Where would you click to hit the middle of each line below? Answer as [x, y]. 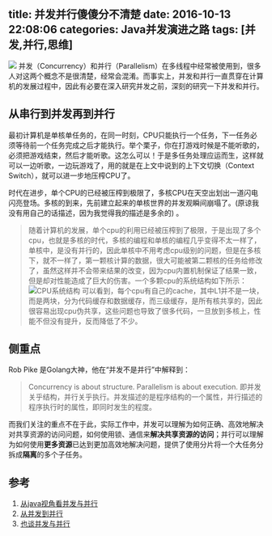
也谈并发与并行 [45, 524]
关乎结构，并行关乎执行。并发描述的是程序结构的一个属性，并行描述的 [145, 397]
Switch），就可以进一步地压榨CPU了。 [72, 175]
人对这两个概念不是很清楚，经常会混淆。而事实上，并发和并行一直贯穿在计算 [136, 76]
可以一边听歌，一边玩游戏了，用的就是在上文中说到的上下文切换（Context [132, 165]
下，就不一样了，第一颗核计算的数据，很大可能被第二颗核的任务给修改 [145, 260]
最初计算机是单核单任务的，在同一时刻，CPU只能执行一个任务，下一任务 [130, 135]
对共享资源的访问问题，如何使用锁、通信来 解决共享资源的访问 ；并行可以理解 [136, 434]
